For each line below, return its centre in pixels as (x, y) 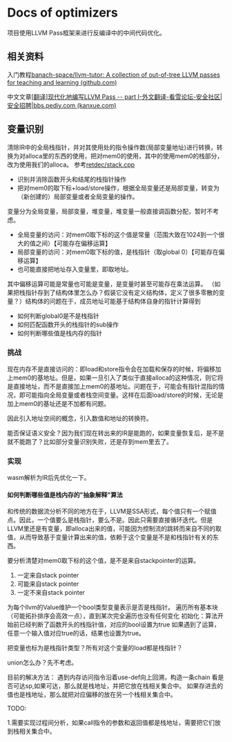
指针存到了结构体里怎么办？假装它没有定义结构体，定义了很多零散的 (122, 293)
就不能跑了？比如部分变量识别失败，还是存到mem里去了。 (90, 441)
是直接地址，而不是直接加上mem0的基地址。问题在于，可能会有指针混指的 (113, 386)
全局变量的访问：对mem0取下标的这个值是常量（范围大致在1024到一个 (118, 234)
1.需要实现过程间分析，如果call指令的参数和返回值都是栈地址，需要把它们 (111, 723)
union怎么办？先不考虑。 (42, 662)
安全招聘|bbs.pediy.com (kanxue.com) (62, 105)
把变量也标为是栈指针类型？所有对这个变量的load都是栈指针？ (95, 648)
